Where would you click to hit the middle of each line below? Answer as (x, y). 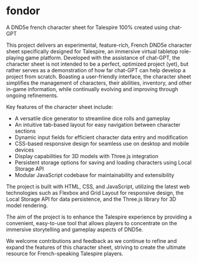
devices (24, 150)
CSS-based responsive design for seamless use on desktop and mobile (102, 143)
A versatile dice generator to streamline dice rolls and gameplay (92, 118)
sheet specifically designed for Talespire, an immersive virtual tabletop (92, 51)
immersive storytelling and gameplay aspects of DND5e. (75, 229)
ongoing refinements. (32, 95)
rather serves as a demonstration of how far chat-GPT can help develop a (96, 70)
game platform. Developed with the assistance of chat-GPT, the (103, 57)
